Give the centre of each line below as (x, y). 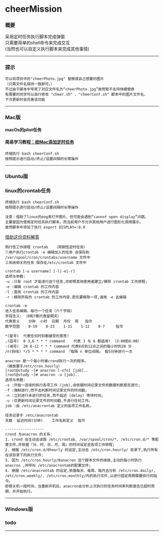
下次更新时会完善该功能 (25, 99)
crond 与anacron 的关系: (29, 434)
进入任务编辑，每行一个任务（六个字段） (40, 311)
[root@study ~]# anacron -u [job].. (42, 375)
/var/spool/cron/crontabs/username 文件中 (48, 257)
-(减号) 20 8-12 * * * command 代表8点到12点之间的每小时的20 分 (68, 346)
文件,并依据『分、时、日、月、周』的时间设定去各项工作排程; (62, 445)
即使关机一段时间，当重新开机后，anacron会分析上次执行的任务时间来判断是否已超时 (78, 486)
